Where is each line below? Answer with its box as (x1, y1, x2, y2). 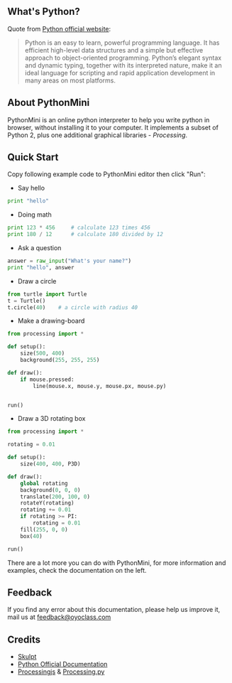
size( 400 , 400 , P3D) (20, 461, 81, 468)
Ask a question (17, 244, 62, 252)
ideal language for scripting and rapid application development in (24, 68, 216, 77)
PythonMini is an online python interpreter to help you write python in (7, 115, 210, 124)
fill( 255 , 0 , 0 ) (20, 526, 69, 533)
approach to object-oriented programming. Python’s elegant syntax (24, 53, 222, 62)
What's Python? (7, 6, 80, 18)
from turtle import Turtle (7, 291, 87, 298)
